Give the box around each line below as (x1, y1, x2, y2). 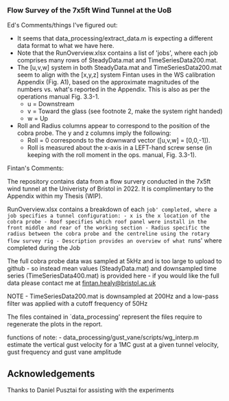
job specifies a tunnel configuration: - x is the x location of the (7, 212, 210, 219)
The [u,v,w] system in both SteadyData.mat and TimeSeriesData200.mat (16, 64, 222, 72)
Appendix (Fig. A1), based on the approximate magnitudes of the (16, 78, 200, 86)
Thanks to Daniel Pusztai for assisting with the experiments (7, 386, 175, 394)
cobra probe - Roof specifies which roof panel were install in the (7, 219, 207, 226)
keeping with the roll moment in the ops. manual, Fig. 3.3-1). (27, 151, 197, 159)
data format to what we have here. (16, 42, 114, 50)
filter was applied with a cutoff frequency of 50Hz (7, 300, 148, 308)
